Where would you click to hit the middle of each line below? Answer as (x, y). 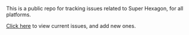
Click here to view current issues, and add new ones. (71, 26)
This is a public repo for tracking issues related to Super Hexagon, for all (95, 8)
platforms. (19, 15)
